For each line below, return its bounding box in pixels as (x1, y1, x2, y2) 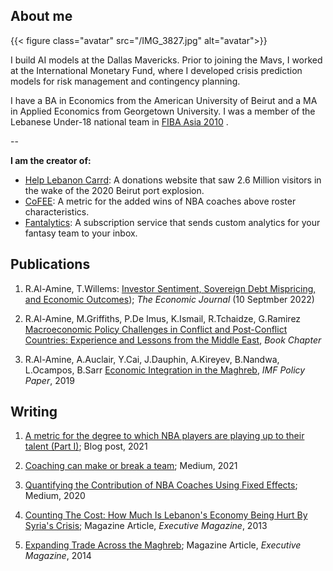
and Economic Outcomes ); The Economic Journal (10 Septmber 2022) (24, 293, 315, 305)
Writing (10, 404, 58, 421)
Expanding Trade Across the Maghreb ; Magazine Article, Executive (24, 539, 302, 551)
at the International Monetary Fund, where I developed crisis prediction (10, 64, 303, 76)
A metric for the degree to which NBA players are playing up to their (24, 430, 305, 442)
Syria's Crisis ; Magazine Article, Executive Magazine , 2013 (24, 520, 268, 532)
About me (10, 8, 73, 25)
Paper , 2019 (24, 374, 75, 386)
